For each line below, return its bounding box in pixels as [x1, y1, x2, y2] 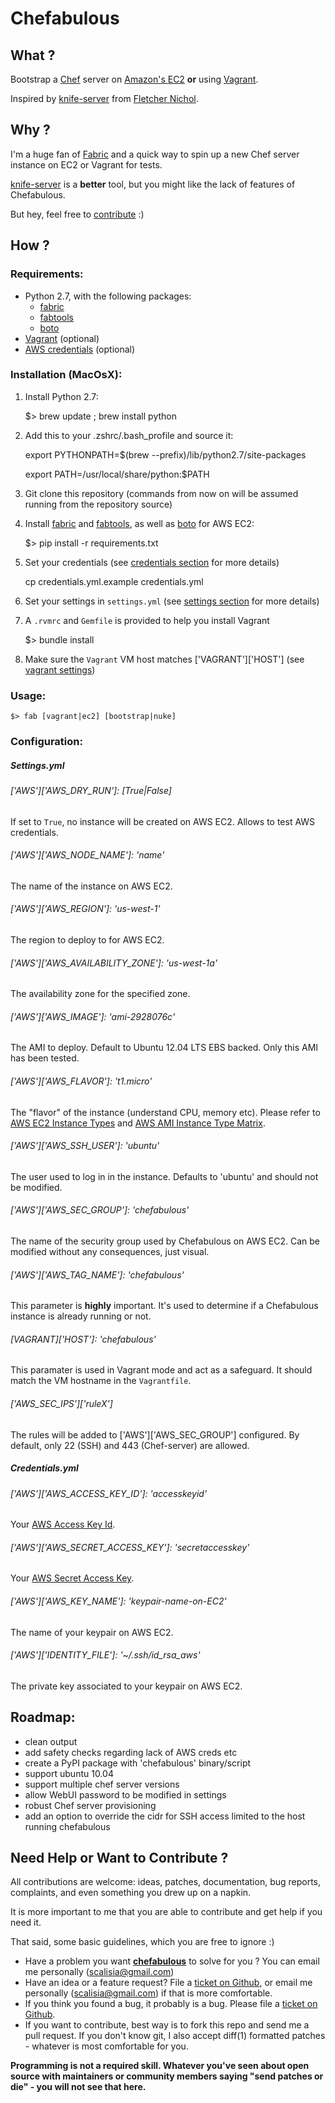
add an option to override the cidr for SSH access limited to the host [24, 1810, 306, 1822]
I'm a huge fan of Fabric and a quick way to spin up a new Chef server [10, 148, 300, 160]
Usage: [10, 688, 47, 702]
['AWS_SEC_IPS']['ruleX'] [10, 1398, 113, 1410]
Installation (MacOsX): [10, 368, 123, 382]
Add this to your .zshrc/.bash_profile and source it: [24, 429, 234, 441]
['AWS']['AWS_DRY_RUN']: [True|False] [10, 784, 172, 796]
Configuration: [10, 735, 83, 749]
